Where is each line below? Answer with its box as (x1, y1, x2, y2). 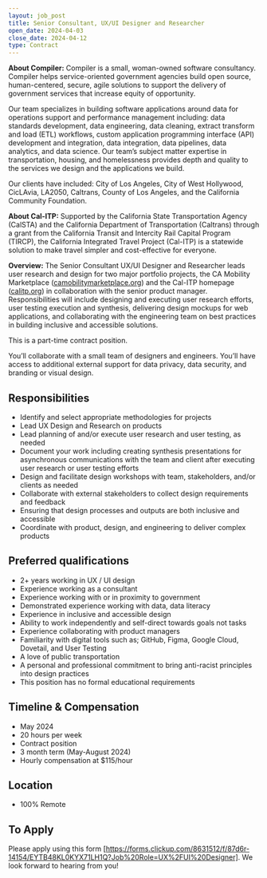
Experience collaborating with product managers (19, 626, 181, 635)
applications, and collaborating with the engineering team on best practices (8, 312, 257, 322)
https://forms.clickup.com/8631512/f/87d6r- (105, 844, 249, 854)
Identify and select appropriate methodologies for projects (19, 412, 212, 421)
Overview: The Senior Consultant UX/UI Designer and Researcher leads (8, 261, 245, 271)
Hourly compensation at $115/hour (19, 755, 133, 765)
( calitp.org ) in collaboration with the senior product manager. (8, 287, 208, 296)
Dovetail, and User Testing (19, 643, 108, 653)
